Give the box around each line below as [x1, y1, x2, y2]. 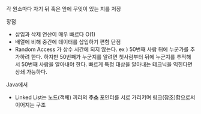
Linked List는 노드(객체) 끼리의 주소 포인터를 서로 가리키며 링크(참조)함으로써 [14, 94, 196, 101]
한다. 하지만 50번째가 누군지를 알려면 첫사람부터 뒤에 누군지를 [31, 53, 175, 60]
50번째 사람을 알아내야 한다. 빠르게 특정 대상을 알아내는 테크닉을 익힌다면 [21, 61, 193, 68]
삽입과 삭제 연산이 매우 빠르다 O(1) [14, 31, 96, 38]
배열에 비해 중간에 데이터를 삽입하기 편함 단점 [14, 38, 121, 45]
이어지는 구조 [14, 101, 46, 108]
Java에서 [6, 81, 28, 88]
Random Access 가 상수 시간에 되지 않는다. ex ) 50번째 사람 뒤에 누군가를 [14, 46, 189, 53]
